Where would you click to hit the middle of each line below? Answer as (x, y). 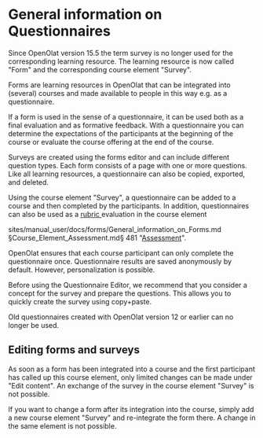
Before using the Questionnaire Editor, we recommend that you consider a (128, 285)
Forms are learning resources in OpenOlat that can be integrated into (119, 85)
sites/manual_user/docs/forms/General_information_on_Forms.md (115, 229)
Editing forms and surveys (74, 350)
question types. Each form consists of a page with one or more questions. (128, 165)
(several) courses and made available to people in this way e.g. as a (118, 93)
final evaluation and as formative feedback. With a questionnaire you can (126, 125)
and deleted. (29, 182)
